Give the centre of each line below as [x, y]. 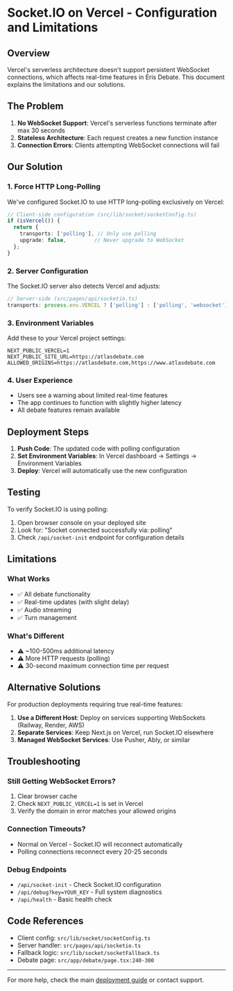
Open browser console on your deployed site [81, 522]
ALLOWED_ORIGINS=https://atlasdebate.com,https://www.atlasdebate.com [111, 363]
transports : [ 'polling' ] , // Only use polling [88, 234]
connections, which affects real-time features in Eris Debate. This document [116, 77]
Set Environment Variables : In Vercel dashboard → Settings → [107, 456]
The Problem [35, 106]
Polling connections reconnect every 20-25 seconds [92, 852]
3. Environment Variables [51, 322]
